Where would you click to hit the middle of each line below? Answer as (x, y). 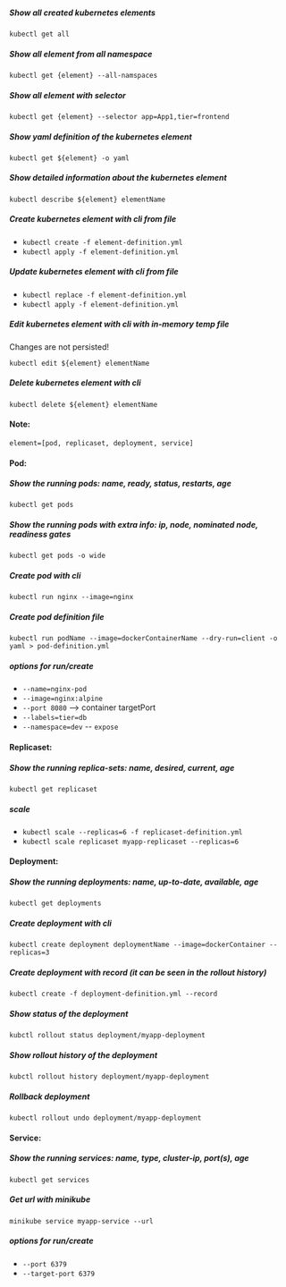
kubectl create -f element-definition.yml (102, 242)
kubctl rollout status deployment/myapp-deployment (107, 1036)
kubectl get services (50, 1180)
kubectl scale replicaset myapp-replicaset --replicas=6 (130, 842)
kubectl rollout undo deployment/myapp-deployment (105, 1118)
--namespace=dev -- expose (70, 727)
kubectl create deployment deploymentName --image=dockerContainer (138, 945)
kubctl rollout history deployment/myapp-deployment (109, 1077)
